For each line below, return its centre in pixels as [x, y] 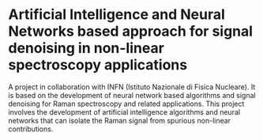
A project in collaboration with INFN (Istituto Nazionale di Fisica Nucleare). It [132, 87]
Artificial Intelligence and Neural [116, 15]
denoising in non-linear [86, 48]
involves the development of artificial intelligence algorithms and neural [124, 112]
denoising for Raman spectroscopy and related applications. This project [126, 104]
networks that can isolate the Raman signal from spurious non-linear [120, 120]
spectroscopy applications [98, 65]
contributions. [31, 129]
